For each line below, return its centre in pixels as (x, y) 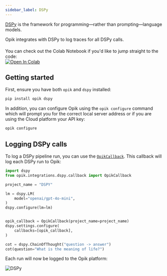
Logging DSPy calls (36, 144)
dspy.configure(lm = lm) (29, 208)
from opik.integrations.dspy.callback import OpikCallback (68, 175)
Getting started (30, 78)
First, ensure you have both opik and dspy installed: (58, 90)
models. (14, 29)
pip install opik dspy (29, 99)
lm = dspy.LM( (20, 194)
